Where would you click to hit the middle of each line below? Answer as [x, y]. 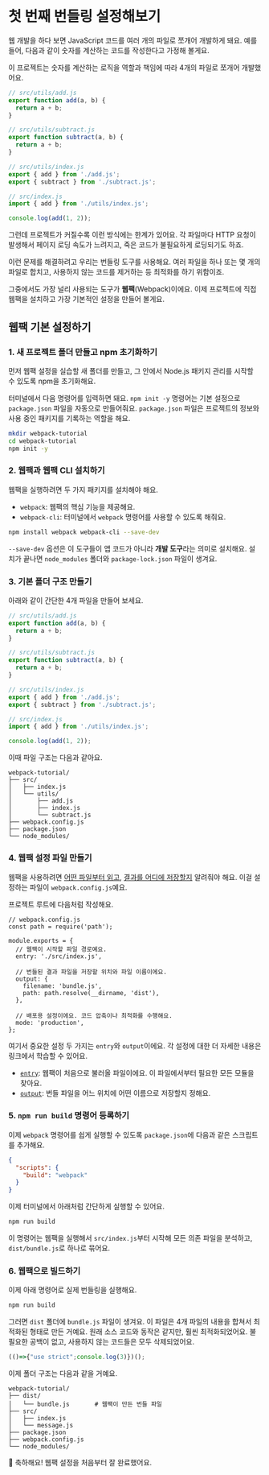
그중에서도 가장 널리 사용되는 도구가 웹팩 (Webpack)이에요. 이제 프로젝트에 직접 [132, 289]
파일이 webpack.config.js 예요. [78, 887]
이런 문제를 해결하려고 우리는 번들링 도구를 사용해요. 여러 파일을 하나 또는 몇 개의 [134, 262]
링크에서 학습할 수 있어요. [48, 1056]
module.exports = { [41, 940]
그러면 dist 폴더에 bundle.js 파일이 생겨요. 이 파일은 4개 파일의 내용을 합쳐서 [130, 1322]
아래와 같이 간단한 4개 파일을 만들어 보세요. [76, 600]
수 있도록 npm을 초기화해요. [52, 381]
